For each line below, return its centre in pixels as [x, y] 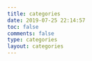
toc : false [23, 27]
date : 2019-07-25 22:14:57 [46, 20]
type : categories [32, 40]
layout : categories [36, 46]
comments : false [31, 33]
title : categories [34, 14]
